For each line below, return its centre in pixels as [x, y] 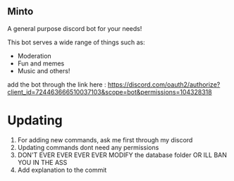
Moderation [34, 56]
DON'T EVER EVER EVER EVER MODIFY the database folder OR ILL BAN [122, 155]
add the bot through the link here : [57, 85]
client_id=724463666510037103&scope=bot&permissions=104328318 [110, 92]
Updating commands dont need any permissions [88, 147]
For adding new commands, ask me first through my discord [105, 139]
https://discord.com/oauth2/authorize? [164, 85]
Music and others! [44, 70]
